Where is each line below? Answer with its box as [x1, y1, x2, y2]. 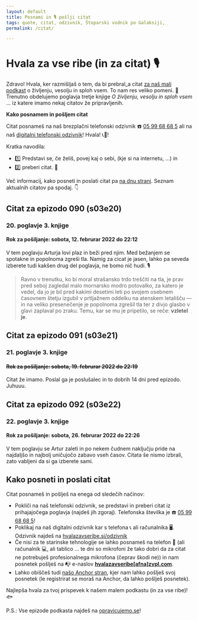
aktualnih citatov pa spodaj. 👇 [6, 184, 79, 191]
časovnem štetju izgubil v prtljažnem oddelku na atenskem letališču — [20, 294, 192, 302]
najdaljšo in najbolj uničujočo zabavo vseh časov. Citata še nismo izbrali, [6, 451, 183, 458]
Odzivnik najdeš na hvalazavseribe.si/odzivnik [14, 532, 128, 539]
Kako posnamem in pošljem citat [6, 111, 88, 118]
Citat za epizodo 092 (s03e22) [6, 399, 121, 409]
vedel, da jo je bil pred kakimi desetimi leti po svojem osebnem [20, 288, 173, 295]
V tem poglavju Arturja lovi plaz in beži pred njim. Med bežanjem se [6, 249, 170, 256]
